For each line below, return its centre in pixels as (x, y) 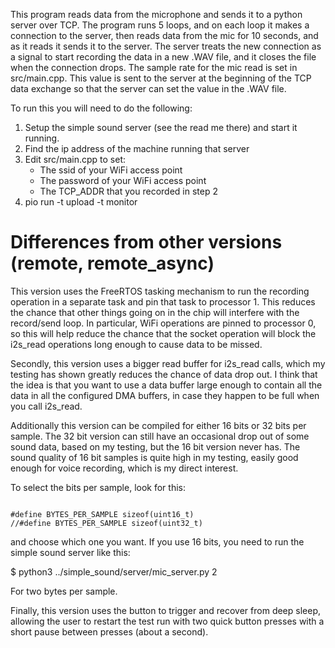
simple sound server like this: (70, 552)
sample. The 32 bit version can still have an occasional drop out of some (160, 436)
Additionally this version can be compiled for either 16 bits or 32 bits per (158, 425)
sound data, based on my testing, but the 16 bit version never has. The (155, 446)
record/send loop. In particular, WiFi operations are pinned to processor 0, (163, 323)
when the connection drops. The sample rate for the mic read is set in (154, 67)
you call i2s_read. (46, 406)
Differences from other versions (146, 242)
